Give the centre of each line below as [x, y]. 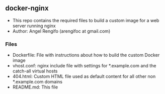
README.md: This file [35, 87]
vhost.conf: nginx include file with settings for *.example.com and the [84, 66]
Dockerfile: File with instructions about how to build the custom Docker [86, 55]
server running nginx [34, 26]
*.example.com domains [37, 82]
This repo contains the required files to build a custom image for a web [86, 20]
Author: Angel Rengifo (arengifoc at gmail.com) [61, 31]
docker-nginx [27, 8]
